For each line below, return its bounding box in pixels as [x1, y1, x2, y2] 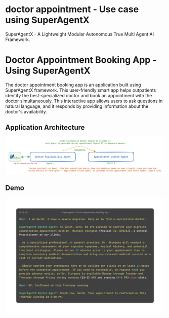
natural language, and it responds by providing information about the [5, 103, 149, 109]
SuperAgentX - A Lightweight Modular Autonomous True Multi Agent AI [5, 31, 154, 37]
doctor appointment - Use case [5, 4, 139, 15]
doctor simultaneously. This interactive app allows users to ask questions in [5, 98, 163, 104]
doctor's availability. [5, 108, 47, 114]
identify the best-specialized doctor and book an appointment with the [5, 92, 152, 98]
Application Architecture [5, 123, 85, 132]
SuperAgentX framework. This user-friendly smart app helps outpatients [5, 87, 156, 93]
